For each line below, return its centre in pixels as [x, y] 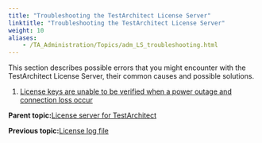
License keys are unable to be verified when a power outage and [125, 91]
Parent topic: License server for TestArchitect [83, 115]
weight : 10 [26, 30]
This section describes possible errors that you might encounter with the [127, 68]
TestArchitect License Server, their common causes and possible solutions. [131, 76]
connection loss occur [56, 100]
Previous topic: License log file [58, 131]
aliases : [23, 38]
